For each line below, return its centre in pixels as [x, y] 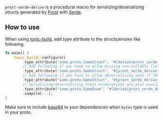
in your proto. [18, 112]
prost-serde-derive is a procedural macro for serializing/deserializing [75, 7]
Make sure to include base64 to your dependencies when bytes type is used [81, 107]
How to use [22, 27]
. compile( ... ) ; [38, 93]
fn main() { [17, 53]
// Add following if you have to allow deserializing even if [87, 75]
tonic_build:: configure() [40, 58]
